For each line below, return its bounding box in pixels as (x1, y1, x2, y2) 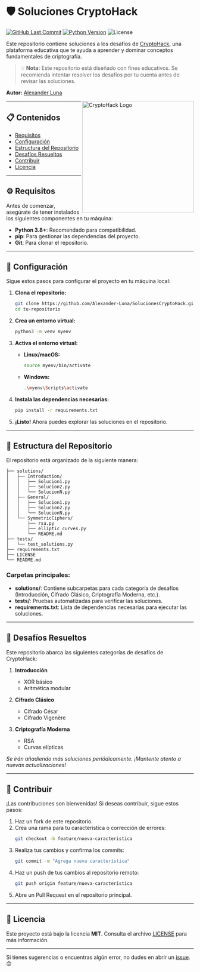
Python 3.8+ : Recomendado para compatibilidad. (14, 226, 137, 233)
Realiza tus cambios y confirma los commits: (14, 847, 125, 854)
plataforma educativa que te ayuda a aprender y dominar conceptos (6, 46, 174, 54)
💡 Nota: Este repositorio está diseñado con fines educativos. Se (20, 64, 178, 72)
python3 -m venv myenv (14, 329, 71, 335)
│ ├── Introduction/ (6, 473, 62, 479)
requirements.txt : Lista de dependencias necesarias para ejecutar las (14, 604, 187, 611)
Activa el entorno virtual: (14, 340, 78, 346)
